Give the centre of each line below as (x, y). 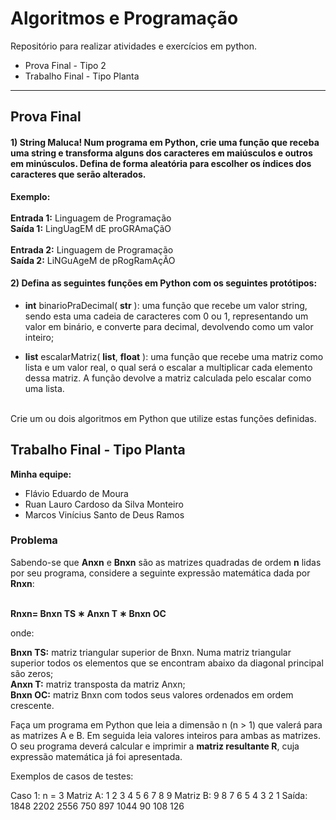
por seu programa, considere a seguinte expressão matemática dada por (160, 573)
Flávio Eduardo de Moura (76, 493)
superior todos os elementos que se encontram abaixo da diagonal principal (167, 663)
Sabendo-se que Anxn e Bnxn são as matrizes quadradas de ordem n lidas (166, 562)
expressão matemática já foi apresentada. (96, 756)
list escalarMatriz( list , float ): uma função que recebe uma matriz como (174, 356)
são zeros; (32, 673)
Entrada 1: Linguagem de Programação (91, 218)
